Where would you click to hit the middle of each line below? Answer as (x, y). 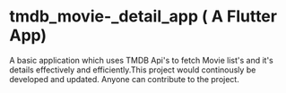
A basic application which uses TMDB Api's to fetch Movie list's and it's (141, 60)
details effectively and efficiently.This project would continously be (133, 70)
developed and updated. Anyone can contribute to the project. (124, 79)
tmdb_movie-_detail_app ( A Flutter (143, 17)
